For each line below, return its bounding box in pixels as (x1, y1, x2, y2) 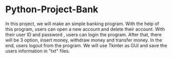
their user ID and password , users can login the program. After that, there (5, 31, 162, 37)
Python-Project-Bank (5, 4, 99, 15)
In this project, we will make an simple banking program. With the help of (5, 21, 159, 27)
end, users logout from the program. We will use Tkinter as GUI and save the (5, 42, 167, 48)
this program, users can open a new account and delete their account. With (5, 26, 165, 32)
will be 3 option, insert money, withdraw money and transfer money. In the (5, 37, 163, 43)
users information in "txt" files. (5, 48, 70, 54)
